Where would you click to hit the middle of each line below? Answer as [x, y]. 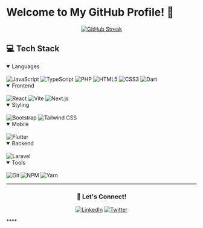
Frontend [23, 85]
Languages [26, 66]
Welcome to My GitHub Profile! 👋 [90, 12]
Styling [21, 104]
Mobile [20, 124]
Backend [23, 143]
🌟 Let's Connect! [101, 197]
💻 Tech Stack [33, 49]
